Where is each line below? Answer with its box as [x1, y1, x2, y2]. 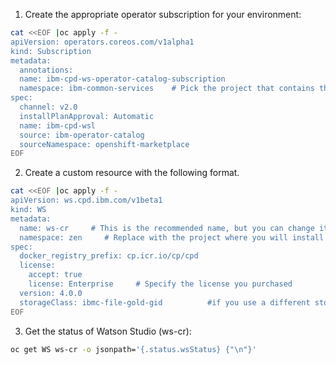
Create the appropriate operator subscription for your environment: [24, 9, 302, 20]
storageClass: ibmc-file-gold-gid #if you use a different [19, 297, 311, 308]
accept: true [28, 270, 83, 280]
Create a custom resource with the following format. [24, 167, 240, 179]
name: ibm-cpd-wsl [19, 120, 97, 131]
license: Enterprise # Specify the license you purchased [28, 279, 293, 289]
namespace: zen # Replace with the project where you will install [19, 232, 325, 243]
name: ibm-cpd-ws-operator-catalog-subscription [19, 74, 226, 84]
